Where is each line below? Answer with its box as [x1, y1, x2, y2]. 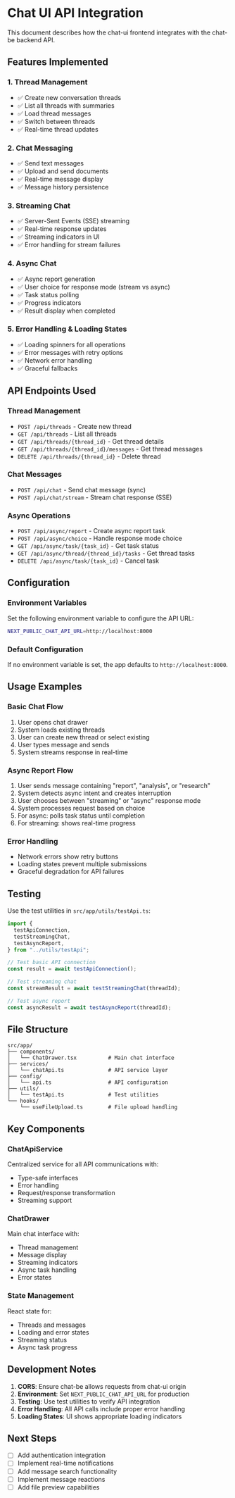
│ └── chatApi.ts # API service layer [7, 1067, 169, 1074]
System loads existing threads [17, 725, 106, 734]
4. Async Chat [7, 258, 57, 268]
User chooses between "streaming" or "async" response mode [17, 796, 201, 804]
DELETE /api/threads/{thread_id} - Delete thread [17, 452, 162, 461]
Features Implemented [7, 56, 109, 68]
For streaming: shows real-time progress [17, 818, 136, 827]
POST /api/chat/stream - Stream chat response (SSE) [17, 493, 172, 501]
